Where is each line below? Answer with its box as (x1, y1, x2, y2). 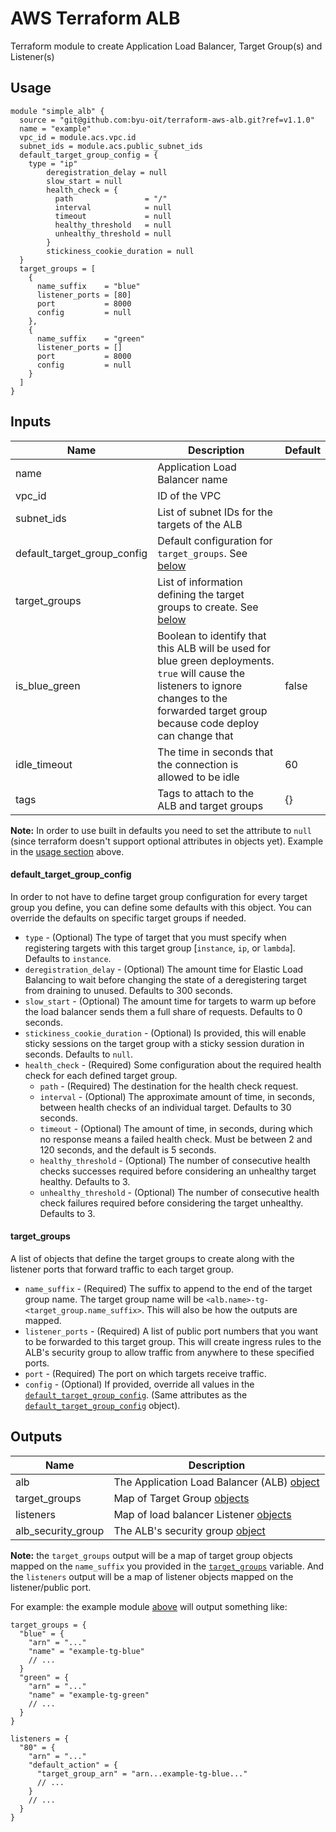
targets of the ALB (157, 517, 243, 531)
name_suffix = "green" (36, 333, 145, 344)
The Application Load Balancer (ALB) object (113, 1475, 320, 1489)
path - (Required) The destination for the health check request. (39, 1080, 299, 1092)
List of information (157, 575, 243, 589)
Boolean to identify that (157, 628, 267, 642)
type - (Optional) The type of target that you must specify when (24, 931, 287, 943)
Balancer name (157, 472, 228, 486)
